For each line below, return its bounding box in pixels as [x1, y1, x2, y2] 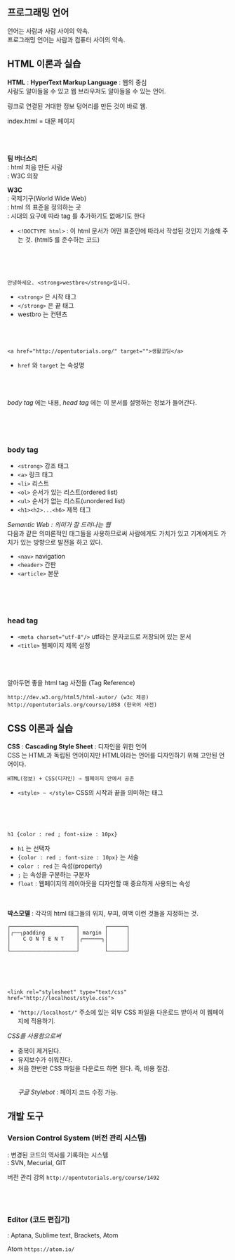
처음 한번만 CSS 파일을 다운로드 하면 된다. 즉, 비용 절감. [17, 1064, 170, 1073]
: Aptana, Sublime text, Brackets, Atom [7, 1231, 119, 1240]
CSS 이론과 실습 [7, 722, 74, 734]
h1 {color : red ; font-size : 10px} [7, 831, 118, 838]
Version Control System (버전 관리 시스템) [7, 1134, 147, 1143]
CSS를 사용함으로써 [7, 1032, 62, 1040]
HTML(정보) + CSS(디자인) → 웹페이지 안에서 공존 [7, 775, 135, 782]
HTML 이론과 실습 [7, 58, 81, 70]
